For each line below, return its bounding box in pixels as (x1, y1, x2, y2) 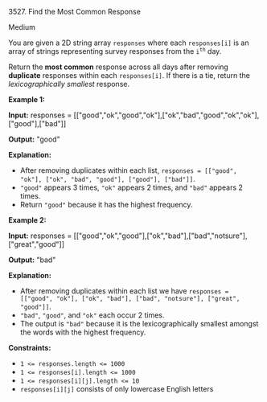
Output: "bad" (8, 255, 56, 265)
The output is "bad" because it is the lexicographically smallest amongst (19, 319, 259, 328)
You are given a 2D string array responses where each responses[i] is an (8, 38, 249, 47)
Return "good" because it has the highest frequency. (19, 200, 193, 209)
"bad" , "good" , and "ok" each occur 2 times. (19, 310, 165, 320)
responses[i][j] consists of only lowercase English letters (19, 384, 214, 393)
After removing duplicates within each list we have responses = (19, 286, 229, 296)
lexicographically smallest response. (8, 80, 130, 88)
